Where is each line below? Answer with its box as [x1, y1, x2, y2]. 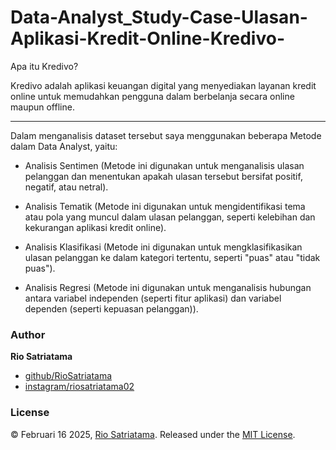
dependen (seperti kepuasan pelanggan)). [24, 302, 199, 315]
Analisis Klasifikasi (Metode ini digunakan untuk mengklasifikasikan [24, 241, 303, 253]
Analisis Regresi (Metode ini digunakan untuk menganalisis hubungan [24, 281, 312, 293]
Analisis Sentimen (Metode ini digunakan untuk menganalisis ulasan [24, 159, 305, 171]
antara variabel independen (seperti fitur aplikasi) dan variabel [24, 292, 282, 304]
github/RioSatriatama [24, 370, 113, 382]
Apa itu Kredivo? [10, 60, 79, 72]
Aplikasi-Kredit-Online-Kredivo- [10, 27, 285, 50]
